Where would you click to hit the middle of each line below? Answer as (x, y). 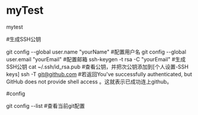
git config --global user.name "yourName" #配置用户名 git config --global (96, 52)
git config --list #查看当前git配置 (45, 105)
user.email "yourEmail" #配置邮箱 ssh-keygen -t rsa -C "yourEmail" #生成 (96, 59)
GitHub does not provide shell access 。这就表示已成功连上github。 (89, 82)
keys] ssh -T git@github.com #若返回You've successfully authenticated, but (99, 74)
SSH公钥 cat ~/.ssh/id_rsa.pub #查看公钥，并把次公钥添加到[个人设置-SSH (98, 67)
